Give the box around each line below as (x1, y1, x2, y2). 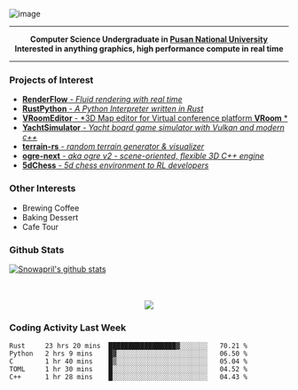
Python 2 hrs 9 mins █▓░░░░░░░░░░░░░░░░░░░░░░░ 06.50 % (9, 349, 248, 359)
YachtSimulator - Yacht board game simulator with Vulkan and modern (21, 123, 286, 133)
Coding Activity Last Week (9, 321, 127, 333)
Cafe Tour (21, 221, 59, 232)
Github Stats (9, 243, 65, 256)
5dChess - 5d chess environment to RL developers (21, 160, 209, 171)
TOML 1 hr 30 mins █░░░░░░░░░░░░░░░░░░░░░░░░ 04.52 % (9, 365, 248, 374)
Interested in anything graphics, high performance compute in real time (14, 44, 284, 53)
